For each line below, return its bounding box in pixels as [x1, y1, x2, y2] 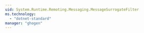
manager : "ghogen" [5, 20, 43, 26]
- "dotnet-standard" [9, 16, 51, 21]
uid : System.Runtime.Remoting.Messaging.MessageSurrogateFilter [5, 7, 139, 12]
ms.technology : [5, 12, 36, 16]
